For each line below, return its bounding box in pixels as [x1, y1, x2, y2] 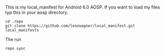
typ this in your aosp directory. [5, 9, 68, 15]
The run [5, 37, 21, 42]
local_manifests [5, 28, 39, 33]
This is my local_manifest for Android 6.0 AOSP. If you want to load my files [5, 4, 160, 10]
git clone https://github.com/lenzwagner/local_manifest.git [5, 23, 135, 28]
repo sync [5, 46, 26, 51]
